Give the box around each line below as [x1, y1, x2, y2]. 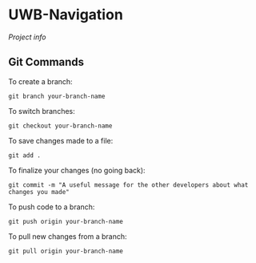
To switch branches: [8, 106, 76, 115]
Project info [8, 32, 46, 42]
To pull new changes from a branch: [8, 231, 127, 241]
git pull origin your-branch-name [8, 247, 124, 255]
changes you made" [8, 188, 70, 196]
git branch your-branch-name [8, 92, 106, 100]
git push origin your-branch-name [8, 217, 124, 225]
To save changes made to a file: [8, 136, 114, 145]
